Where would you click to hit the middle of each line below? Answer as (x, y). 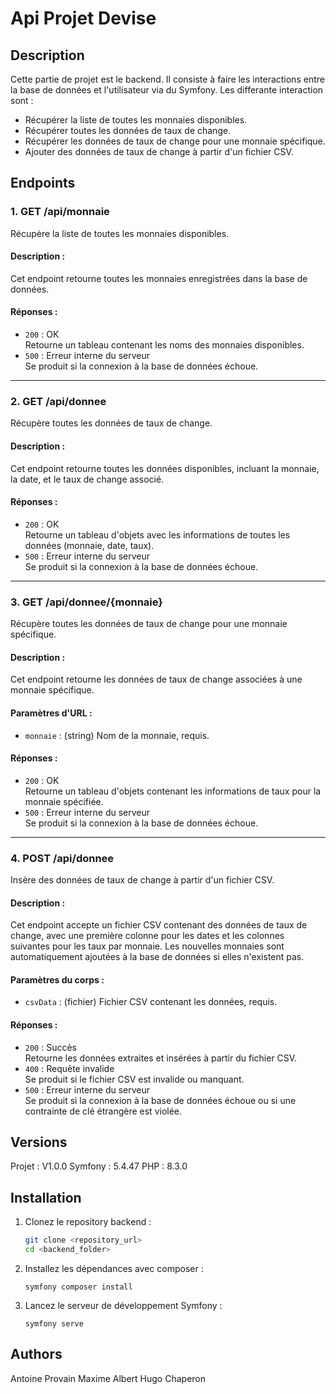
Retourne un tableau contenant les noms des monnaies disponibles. (164, 345)
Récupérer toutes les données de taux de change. (128, 130)
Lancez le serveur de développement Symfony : (123, 1305)
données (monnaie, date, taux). (89, 545)
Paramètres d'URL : (51, 713)
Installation (46, 1197)
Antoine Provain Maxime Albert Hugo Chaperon (108, 1378)
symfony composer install (78, 1287)
